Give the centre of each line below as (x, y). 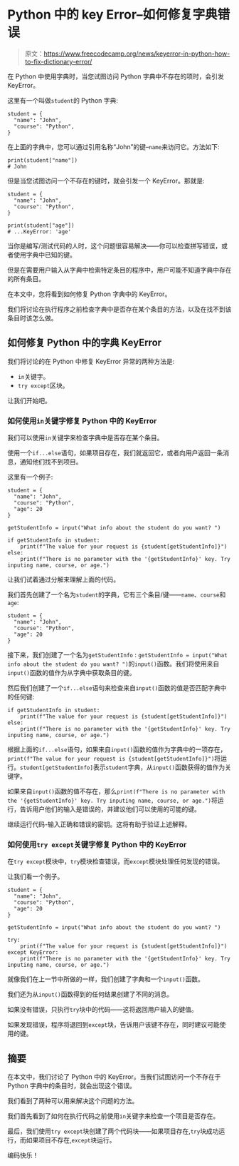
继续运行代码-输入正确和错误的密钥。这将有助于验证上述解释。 (99, 824)
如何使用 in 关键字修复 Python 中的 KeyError (82, 420)
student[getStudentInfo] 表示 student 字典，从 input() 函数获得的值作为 (123, 767)
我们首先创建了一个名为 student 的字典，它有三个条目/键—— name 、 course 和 (117, 595)
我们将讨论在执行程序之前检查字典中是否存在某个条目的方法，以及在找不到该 (119, 309)
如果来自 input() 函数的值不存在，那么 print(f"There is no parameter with (116, 791)
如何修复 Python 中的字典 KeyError (85, 343)
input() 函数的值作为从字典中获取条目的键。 (72, 673)
